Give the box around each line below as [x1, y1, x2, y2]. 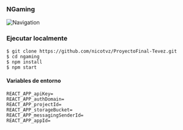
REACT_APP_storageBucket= [6, 107, 72, 113]
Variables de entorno [6, 77, 61, 85]
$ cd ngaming [6, 53, 40, 59]
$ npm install [6, 59, 43, 65]
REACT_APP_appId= [6, 117, 51, 124]
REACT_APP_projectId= [6, 101, 62, 107]
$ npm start [6, 64, 37, 71]
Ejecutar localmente [6, 34, 68, 43]
